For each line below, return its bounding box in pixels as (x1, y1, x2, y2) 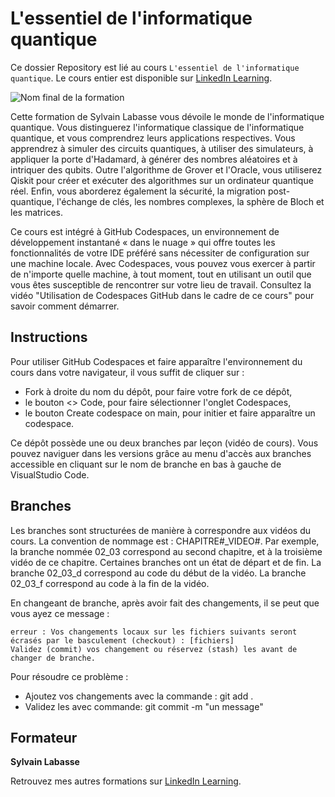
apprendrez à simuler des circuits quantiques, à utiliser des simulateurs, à (10, 142, 314, 154)
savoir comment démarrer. (10, 300, 120, 312)
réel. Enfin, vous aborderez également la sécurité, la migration (10, 185, 267, 197)
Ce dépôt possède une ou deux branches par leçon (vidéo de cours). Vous (10, 437, 319, 449)
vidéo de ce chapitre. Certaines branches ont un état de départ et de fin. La (10, 556, 322, 568)
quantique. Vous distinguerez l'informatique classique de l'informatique (10, 121, 305, 133)
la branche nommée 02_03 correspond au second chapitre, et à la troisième (10, 545, 323, 557)
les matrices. (10, 206, 63, 218)
